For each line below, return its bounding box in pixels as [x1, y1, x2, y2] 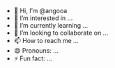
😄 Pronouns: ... [13, 46, 59, 55]
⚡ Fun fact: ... [13, 54, 52, 62]
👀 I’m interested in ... [13, 14, 73, 22]
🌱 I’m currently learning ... [13, 22, 89, 29]
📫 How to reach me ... [13, 37, 79, 44]
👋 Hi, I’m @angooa [13, 7, 68, 15]
